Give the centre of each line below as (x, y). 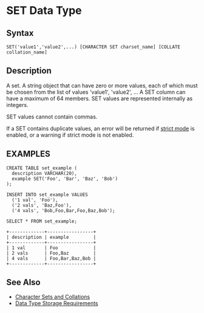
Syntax (20, 33)
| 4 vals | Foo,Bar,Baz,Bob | (51, 258)
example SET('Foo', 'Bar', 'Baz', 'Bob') (65, 179)
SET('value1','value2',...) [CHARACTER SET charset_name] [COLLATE (93, 47)
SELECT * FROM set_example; (42, 221)
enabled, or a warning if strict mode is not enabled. (70, 135)
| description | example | (51, 237)
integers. (17, 105)
